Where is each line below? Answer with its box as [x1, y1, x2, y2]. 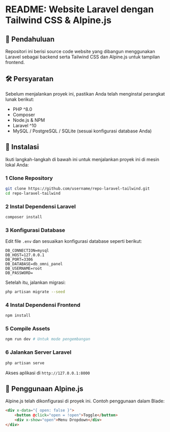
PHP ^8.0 [12, 106, 32, 112]
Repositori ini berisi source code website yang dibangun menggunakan [5, 49, 155, 54]
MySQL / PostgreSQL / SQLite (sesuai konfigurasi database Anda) [12, 128, 152, 134]
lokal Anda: [5, 162, 29, 168]
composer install [5, 214, 42, 219]
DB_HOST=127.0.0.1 [5, 253, 45, 258]
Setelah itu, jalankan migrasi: [5, 280, 66, 286]
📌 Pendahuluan [5, 35, 55, 43]
